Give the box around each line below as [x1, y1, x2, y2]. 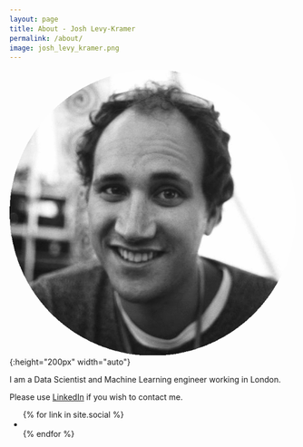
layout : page [9, 15, 59, 24]
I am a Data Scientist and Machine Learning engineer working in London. [9, 374, 281, 385]
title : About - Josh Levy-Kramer [9, 24, 136, 34]
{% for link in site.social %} [22, 409, 124, 421]
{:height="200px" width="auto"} [9, 356, 132, 367]
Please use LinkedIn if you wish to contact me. [9, 392, 183, 403]
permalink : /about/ [9, 34, 83, 43]
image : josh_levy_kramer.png [9, 44, 120, 53]
